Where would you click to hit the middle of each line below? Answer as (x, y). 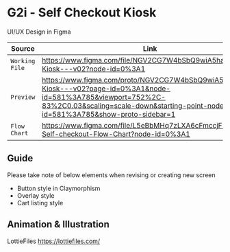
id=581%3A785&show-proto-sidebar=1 (109, 114)
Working (23, 61)
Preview (23, 97)
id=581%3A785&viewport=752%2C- (104, 97)
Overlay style (36, 195)
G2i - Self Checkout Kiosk (82, 13)
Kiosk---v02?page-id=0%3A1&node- (106, 89)
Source (23, 48)
